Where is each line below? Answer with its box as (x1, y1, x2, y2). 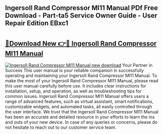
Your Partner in (122, 62, 153, 68)
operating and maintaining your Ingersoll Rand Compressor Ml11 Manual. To (5, 73, 158, 78)
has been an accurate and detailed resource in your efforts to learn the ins (5, 114, 155, 120)
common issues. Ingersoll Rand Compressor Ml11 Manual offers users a (5, 94, 149, 99)
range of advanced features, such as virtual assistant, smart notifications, (5, 98, 154, 104)
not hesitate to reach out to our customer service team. (5, 124, 116, 130)
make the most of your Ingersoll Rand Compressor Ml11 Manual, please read (5, 78, 159, 83)
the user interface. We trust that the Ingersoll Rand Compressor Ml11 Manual (5, 109, 159, 115)
